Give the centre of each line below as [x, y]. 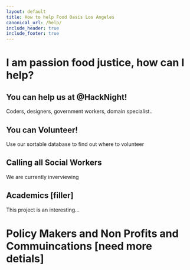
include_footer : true [33, 34]
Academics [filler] [40, 196]
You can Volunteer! [42, 130]
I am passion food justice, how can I [95, 63]
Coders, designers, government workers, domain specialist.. [79, 111]
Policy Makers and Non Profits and [92, 233]
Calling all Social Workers [54, 163]
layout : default [26, 12]
